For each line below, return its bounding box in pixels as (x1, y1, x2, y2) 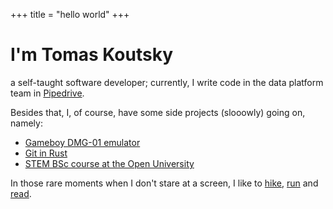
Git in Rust (24, 147, 68, 159)
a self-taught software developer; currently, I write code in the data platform (10, 76, 324, 88)
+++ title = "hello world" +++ (10, 9, 130, 20)
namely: (10, 117, 43, 129)
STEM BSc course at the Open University (24, 157, 195, 169)
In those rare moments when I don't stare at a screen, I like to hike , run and (10, 177, 319, 189)
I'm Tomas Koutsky (10, 44, 174, 66)
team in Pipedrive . (10, 87, 85, 99)
